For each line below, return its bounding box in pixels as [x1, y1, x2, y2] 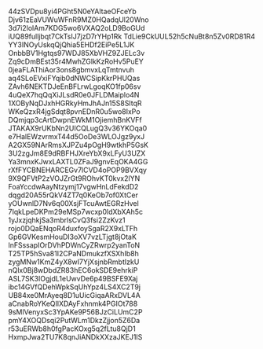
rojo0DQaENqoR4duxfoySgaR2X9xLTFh [8, 224, 138, 233]
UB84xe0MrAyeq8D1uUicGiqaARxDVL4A [8, 291, 141, 299]
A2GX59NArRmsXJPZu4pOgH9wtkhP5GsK [8, 141, 149, 149]
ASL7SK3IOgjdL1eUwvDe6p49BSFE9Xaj [8, 274, 138, 283]
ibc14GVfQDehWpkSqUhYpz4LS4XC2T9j [8, 282, 141, 292]
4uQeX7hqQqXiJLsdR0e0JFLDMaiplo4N [8, 90, 140, 99]
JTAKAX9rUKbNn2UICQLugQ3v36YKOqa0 [8, 123, 148, 133]
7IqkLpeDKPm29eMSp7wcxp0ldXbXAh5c [8, 208, 144, 216]
